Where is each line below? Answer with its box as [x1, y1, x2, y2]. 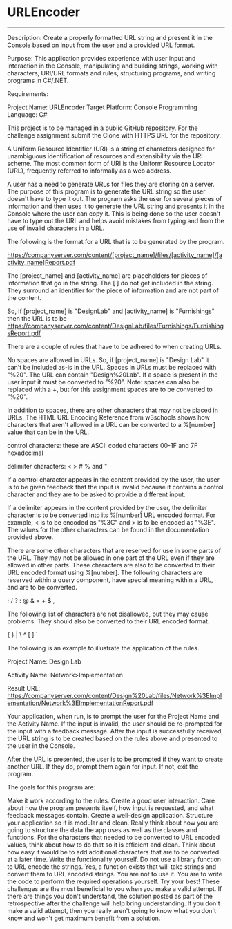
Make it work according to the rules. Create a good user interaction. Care [7, 796, 215, 805]
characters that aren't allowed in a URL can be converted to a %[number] [7, 420, 216, 429]
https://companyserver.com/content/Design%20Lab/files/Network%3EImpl [7, 691, 222, 700]
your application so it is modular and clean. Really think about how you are [7, 818, 219, 827]
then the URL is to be [7, 314, 67, 322]
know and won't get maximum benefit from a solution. [7, 914, 161, 922]
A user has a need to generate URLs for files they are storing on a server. [7, 180, 215, 188]
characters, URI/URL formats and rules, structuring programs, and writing [7, 68, 216, 77]
